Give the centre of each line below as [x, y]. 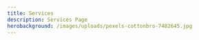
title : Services [30, 13]
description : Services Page [48, 20]
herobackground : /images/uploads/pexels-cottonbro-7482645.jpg [100, 26]
